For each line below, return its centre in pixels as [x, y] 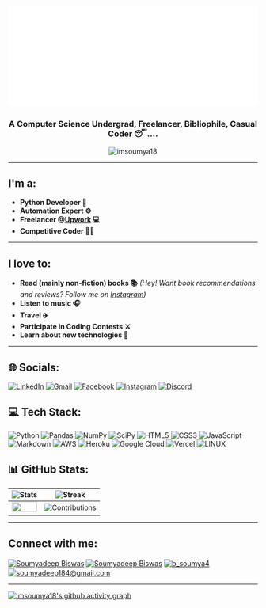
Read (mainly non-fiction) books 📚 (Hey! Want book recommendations [137, 283]
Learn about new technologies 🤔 [74, 335]
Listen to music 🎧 [50, 303]
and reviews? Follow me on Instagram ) [83, 294]
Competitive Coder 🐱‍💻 [57, 231]
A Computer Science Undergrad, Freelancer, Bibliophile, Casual [133, 124]
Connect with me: [53, 544]
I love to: [30, 263]
